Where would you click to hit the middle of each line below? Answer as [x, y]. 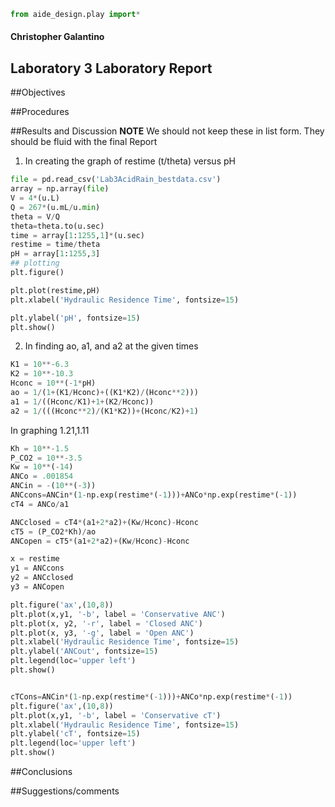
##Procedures [40, 112]
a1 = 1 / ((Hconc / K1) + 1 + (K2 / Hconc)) [82, 401]
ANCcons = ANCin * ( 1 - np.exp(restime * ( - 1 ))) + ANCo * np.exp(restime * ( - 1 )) [154, 495]
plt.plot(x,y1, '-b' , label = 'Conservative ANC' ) [118, 614]
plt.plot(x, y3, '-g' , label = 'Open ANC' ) [102, 633]
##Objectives [38, 92]
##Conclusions [41, 772]
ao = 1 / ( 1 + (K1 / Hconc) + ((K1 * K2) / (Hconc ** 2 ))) [104, 393]
